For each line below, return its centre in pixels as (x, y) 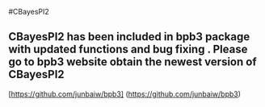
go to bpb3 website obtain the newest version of (132, 62)
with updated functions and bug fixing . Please (128, 49)
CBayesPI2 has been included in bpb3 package (129, 37)
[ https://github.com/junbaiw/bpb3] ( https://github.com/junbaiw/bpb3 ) (124, 94)
